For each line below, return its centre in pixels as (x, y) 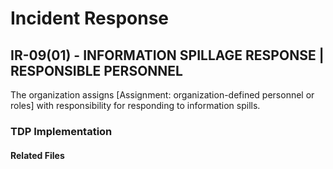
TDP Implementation (61, 131)
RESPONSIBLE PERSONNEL (96, 70)
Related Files (37, 155)
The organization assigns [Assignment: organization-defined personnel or (162, 95)
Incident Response (90, 18)
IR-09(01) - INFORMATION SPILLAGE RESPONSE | (167, 55)
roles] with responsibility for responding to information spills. (135, 105)
